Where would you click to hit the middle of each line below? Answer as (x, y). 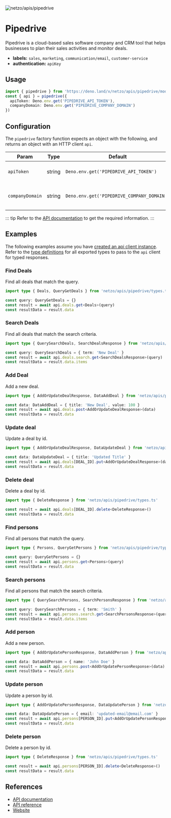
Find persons (22, 527)
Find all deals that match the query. (42, 282)
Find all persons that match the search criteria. (54, 591)
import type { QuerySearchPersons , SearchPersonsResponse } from (76, 600)
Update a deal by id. (26, 438)
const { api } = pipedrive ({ (36, 96)
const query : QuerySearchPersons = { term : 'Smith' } (64, 609)
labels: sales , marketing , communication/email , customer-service (80, 58)
